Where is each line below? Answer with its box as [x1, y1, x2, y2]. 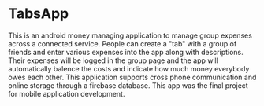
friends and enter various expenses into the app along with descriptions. [8, 47, 244, 57]
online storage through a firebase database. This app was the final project [8, 80, 248, 90]
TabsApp [8, 5, 69, 23]
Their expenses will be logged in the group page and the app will [8, 56, 219, 65]
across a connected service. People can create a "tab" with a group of [8, 38, 237, 48]
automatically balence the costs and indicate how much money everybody [8, 64, 250, 73]
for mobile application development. [8, 89, 125, 98]
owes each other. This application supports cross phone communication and [8, 72, 257, 82]
